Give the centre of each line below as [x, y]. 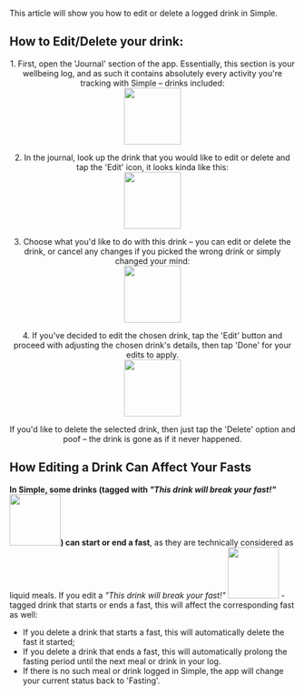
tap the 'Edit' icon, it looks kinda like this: [152, 166]
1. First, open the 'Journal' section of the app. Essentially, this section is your [152, 64]
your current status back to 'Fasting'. [91, 680]
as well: [24, 614]
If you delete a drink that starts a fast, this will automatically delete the [153, 632]
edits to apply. [152, 355]
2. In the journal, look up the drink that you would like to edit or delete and [152, 157]
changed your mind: [152, 261]
